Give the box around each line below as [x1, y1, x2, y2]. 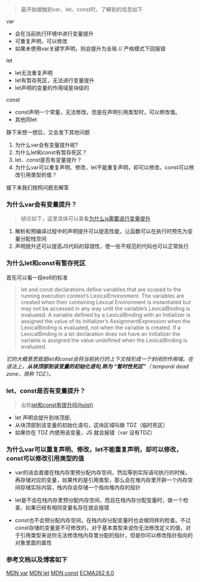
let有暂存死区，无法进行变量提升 [14, 77, 94, 84]
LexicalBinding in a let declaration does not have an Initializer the [20, 330, 181, 337]
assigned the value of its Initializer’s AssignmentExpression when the [20, 317, 191, 324]
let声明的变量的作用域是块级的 [14, 84, 90, 91]
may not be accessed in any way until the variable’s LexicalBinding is [20, 305, 190, 312]
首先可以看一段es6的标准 [6, 274, 68, 281]
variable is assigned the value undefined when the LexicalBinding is [20, 336, 188, 344]
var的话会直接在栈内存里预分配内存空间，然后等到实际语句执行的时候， [14, 469, 190, 476]
